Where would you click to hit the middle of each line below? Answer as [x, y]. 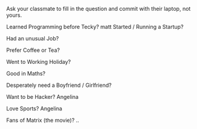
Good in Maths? [26, 74]
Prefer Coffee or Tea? [33, 50]
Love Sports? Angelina [34, 109]
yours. [14, 15]
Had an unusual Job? [33, 38]
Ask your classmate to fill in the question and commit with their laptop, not [98, 9]
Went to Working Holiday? [39, 62]
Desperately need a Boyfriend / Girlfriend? [59, 85]
